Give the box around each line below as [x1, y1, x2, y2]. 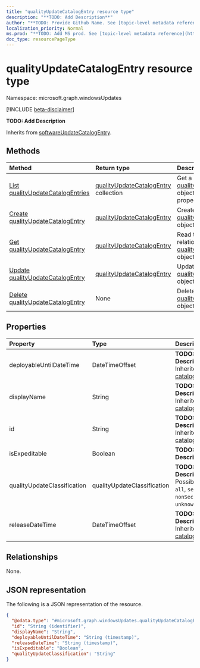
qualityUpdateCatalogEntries [9, 189, 90, 197]
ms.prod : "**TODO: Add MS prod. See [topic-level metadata [6, 31, 156, 37]
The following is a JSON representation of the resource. [6, 601, 143, 608]
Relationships [6, 551, 58, 562]
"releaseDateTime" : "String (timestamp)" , [11, 640, 118, 646]
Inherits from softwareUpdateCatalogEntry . [6, 128, 112, 136]
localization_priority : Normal [6, 25, 84, 32]
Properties [6, 322, 46, 332]
